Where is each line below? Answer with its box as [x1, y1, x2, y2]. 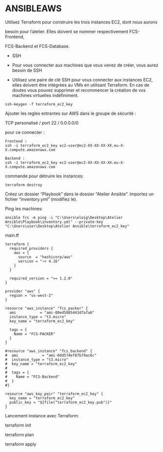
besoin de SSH [12, 67, 42, 73]
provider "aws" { [5, 289, 40, 294]
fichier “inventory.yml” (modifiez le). [5, 196, 77, 202]
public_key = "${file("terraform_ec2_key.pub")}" [9, 400, 112, 405]
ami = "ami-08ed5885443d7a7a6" [9, 310, 95, 315]
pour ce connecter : [5, 129, 45, 135]
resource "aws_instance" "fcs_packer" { [5, 306, 89, 311]
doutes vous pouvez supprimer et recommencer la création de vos [12, 87, 146, 93]
